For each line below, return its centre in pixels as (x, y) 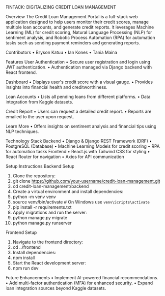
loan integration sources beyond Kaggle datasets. (56, 288)
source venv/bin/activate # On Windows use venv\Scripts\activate (81, 202)
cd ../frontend (27, 247)
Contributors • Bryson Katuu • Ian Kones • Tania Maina (61, 52)
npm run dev (26, 268)
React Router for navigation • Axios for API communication (65, 157)
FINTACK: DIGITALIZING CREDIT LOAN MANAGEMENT (61, 7)
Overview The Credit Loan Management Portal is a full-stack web (72, 16)
